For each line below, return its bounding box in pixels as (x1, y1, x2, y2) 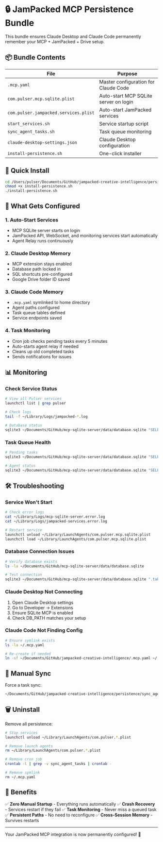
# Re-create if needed (5, 651, 51, 656)
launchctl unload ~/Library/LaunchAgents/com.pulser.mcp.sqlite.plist (5, 532, 151, 537)
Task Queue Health (5, 439, 51, 446)
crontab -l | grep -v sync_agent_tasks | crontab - (5, 761, 112, 766)
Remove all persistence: (5, 721, 53, 726)
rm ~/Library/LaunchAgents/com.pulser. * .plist (5, 748, 101, 753)
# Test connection (5, 573, 42, 577)
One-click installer (99, 150, 142, 157)
